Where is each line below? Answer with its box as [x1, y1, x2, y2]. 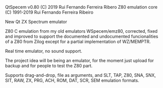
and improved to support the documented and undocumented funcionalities [5, 34, 159, 39]
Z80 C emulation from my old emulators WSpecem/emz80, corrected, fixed [5, 28, 158, 34]
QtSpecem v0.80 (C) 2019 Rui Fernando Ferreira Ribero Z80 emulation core [5, 4, 158, 10]
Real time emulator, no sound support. [5, 48, 82, 54]
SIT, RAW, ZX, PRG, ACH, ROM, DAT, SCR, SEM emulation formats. [5, 78, 139, 83]
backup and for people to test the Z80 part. [5, 63, 93, 68]
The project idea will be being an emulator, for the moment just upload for [5, 58, 154, 63]
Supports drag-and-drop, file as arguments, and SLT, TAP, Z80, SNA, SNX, [5, 72, 156, 78]
